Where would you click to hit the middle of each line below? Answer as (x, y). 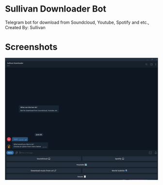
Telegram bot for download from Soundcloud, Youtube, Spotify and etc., (77, 22)
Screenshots (31, 47)
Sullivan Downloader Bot (56, 9)
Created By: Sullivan (25, 27)
